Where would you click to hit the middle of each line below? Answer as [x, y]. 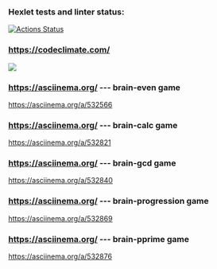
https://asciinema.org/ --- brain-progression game [108, 201]
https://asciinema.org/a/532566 [60, 104]
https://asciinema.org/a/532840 [61, 181]
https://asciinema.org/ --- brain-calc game [93, 125]
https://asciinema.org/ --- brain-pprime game [99, 239]
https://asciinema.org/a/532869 [60, 218]
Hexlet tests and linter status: [66, 12]
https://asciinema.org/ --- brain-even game [95, 88]
